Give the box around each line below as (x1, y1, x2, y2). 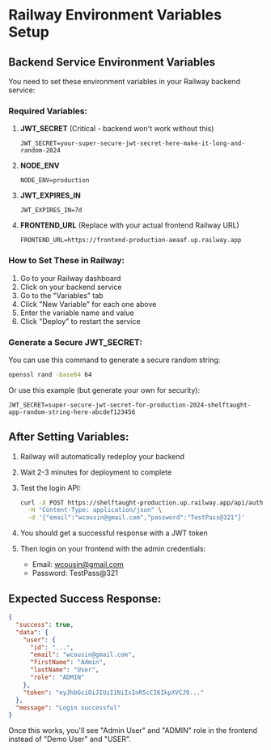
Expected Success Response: (8, 591, 162, 605)
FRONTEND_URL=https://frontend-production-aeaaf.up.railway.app (19, 237, 242, 245)
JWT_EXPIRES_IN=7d (19, 207, 83, 215)
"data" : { (15, 628, 49, 637)
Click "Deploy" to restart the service (19, 316, 141, 326)
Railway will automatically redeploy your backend (19, 451, 184, 461)
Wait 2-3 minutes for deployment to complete (19, 467, 172, 477)
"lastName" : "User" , (29, 666, 100, 674)
